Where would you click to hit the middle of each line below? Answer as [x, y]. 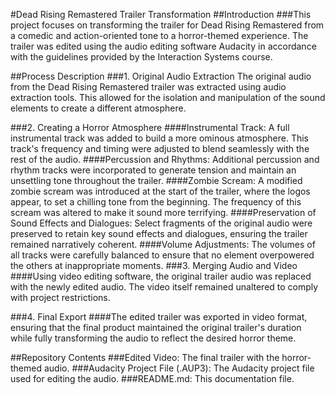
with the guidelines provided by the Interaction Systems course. [141, 57]
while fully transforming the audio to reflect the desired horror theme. [153, 338]
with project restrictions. [60, 297]
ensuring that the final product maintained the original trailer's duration [156, 327]
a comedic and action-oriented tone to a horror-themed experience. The [159, 35]
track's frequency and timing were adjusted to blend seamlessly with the [160, 148]
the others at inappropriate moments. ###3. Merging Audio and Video [154, 265]
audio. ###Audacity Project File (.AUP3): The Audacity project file [179, 368]
